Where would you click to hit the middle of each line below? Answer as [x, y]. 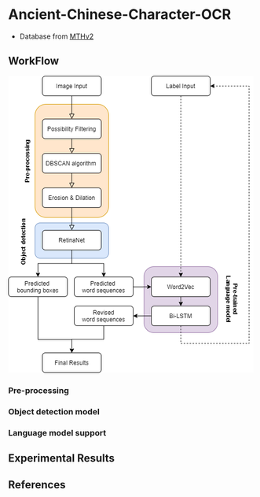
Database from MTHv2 [57, 36]
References [37, 485]
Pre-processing [38, 390]
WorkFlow [34, 61]
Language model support [57, 432]
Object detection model [54, 411]
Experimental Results [62, 458]
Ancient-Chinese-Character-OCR [120, 15]
